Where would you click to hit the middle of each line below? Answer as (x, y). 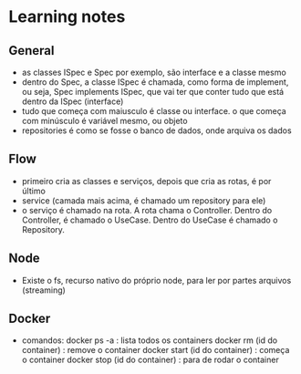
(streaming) (43, 290)
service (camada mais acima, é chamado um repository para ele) (144, 200)
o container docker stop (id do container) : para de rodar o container (150, 360)
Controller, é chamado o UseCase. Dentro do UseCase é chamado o (150, 220)
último (34, 191)
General (32, 51)
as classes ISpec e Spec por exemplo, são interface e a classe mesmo (154, 72)
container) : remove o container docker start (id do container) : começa (156, 350)
